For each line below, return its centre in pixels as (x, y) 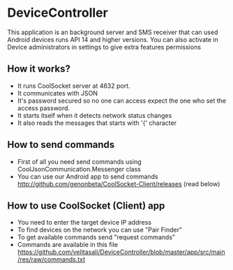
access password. (44, 108)
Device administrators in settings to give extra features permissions (104, 47)
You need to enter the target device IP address (84, 223)
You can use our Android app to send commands (88, 177)
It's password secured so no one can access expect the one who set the (122, 100)
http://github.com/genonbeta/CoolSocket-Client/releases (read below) (119, 183)
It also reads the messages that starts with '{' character (97, 123)
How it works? (39, 69)
